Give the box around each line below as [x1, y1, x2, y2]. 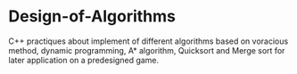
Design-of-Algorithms [8, 6, 176, 27]
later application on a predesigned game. [8, 54, 160, 65]
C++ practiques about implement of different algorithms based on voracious [8, 36, 289, 46]
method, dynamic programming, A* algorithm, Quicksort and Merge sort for [8, 45, 285, 55]
